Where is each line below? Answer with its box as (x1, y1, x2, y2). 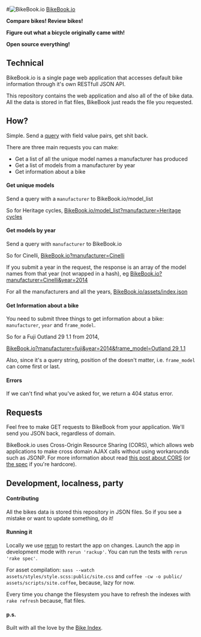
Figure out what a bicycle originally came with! (6, 29, 125, 36)
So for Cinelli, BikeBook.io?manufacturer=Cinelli (6, 252, 125, 259)
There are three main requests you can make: (6, 143, 119, 150)
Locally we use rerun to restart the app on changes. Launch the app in (6, 542, 180, 549)
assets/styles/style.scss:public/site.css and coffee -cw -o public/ (6, 573, 183, 580)
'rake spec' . (6, 555, 38, 562)
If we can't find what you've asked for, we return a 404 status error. (6, 390, 173, 397)
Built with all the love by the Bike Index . (6, 624, 103, 632)
